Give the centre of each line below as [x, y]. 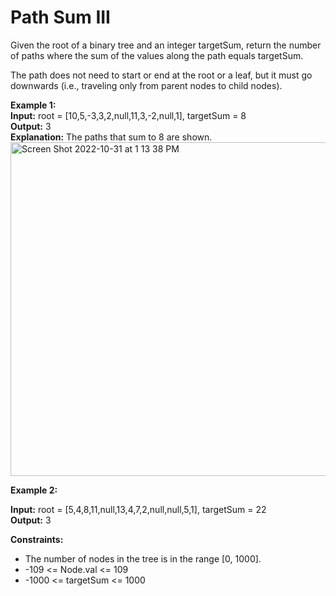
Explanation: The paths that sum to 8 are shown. [111, 137]
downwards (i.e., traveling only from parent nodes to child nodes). [146, 85]
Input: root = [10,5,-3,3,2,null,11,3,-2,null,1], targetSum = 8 [128, 115]
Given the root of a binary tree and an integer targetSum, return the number [166, 45]
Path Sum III [60, 17]
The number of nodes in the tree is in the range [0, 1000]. [143, 558]
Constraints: [37, 539]
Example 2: [34, 490]
